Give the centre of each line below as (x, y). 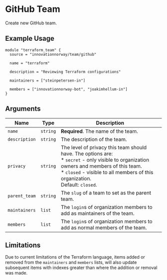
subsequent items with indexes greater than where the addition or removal (81, 268)
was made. (16, 273)
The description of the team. (94, 139)
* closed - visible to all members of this (107, 172)
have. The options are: (87, 154)
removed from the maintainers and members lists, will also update (71, 263)
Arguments (23, 109)
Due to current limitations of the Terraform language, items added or (75, 257)
